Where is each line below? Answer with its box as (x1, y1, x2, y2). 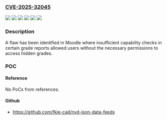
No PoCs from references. (5, 86, 59, 92)
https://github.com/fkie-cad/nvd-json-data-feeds (12, 109, 115, 115)
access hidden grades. (5, 50, 53, 56)
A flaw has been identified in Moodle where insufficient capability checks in (5, 39, 162, 46)
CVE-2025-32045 (5, 4, 51, 11)
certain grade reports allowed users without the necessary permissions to (5, 45, 158, 51)
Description (5, 28, 35, 35)
